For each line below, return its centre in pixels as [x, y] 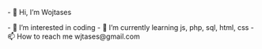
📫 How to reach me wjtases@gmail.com [74, 36]
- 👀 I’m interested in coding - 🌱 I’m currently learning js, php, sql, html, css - [131, 27]
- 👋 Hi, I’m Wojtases [40, 12]
